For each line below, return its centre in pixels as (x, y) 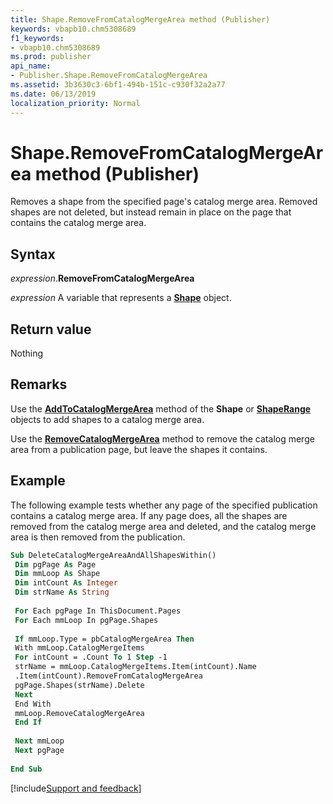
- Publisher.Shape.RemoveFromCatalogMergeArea (109, 76)
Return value (51, 329)
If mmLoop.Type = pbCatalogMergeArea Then (104, 639)
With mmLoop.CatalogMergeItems (79, 648)
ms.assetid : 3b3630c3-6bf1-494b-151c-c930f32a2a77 (118, 85)
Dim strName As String (62, 592)
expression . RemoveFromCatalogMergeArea (102, 278)
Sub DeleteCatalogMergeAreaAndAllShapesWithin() (113, 555)
